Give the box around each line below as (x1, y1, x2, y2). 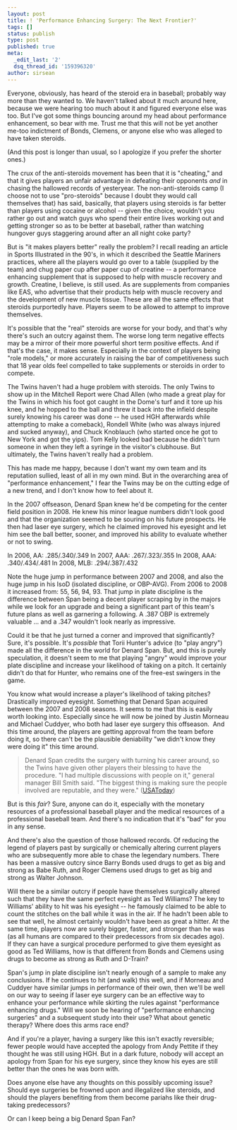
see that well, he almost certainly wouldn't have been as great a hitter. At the (7, 917, 230, 925)
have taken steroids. (7, 133, 66, 142)
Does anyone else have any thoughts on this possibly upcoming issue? (7, 1078, 213, 1086)
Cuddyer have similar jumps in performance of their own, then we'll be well (7, 983, 226, 992)
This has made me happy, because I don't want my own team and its (7, 463, 207, 472)
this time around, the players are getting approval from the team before (7, 727, 214, 735)
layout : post (7, 10, 46, 18)
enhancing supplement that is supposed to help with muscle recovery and (7, 273, 223, 281)
